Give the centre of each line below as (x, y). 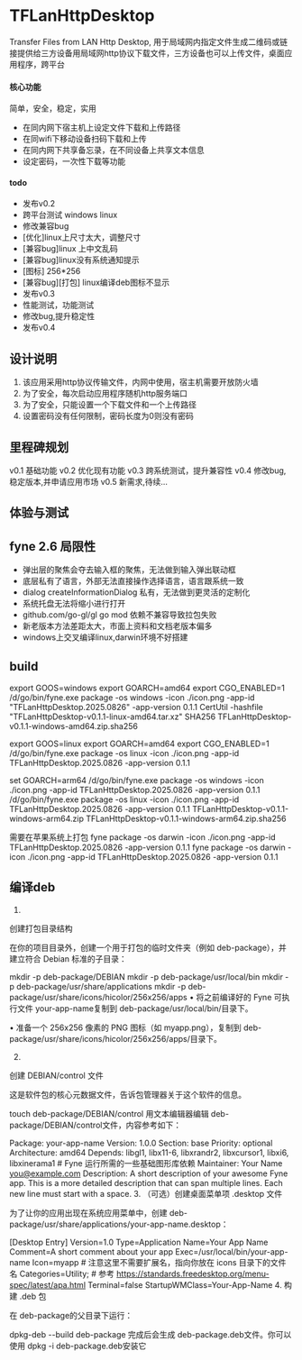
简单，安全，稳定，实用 (53, 108)
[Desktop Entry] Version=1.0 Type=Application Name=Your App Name (139, 1242)
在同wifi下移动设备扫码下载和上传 (84, 139)
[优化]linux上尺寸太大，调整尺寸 (82, 237)
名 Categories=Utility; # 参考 (62, 1273)
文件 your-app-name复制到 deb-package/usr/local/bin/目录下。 (135, 1008)
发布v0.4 (39, 328)
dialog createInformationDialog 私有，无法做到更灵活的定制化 (136, 592)
